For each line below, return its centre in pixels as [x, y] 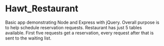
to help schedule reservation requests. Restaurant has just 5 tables [74, 27]
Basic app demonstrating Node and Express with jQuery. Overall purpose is [82, 22]
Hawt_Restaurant [42, 9]
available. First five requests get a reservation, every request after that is [80, 33]
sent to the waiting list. [28, 38]
